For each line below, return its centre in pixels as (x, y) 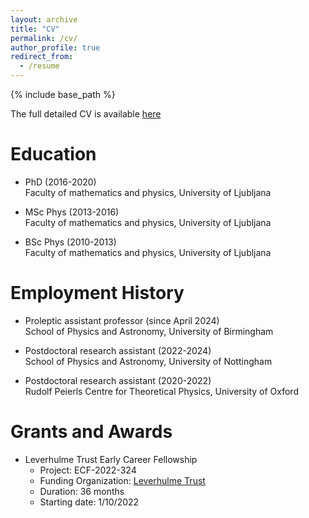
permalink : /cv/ (44, 38)
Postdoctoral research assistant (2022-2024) (118, 350)
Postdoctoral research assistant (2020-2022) (118, 380)
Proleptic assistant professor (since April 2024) (122, 320)
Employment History (97, 293)
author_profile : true (55, 47)
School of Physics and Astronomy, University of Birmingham (149, 331)
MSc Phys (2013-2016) (72, 212)
